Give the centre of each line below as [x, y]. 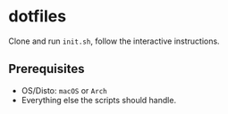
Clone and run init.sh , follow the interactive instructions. [114, 41]
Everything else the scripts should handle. [98, 100]
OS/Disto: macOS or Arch [64, 90]
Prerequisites [46, 69]
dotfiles [38, 16]
